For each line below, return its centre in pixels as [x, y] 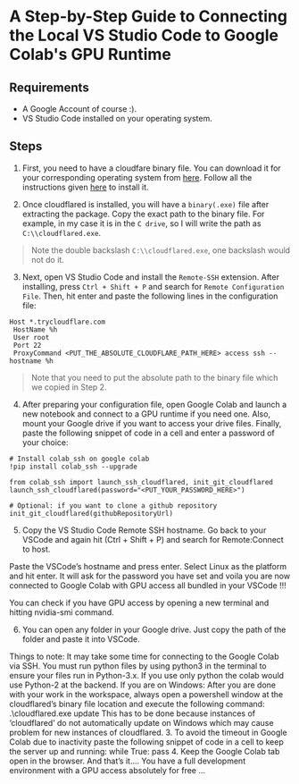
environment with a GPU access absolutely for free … [108, 770]
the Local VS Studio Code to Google [144, 35]
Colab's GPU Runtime [91, 55]
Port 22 [27, 345]
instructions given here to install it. [85, 187]
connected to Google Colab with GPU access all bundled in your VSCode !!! [148, 585]
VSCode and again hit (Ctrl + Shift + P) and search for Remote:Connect [153, 539]
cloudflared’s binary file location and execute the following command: [137, 704]
